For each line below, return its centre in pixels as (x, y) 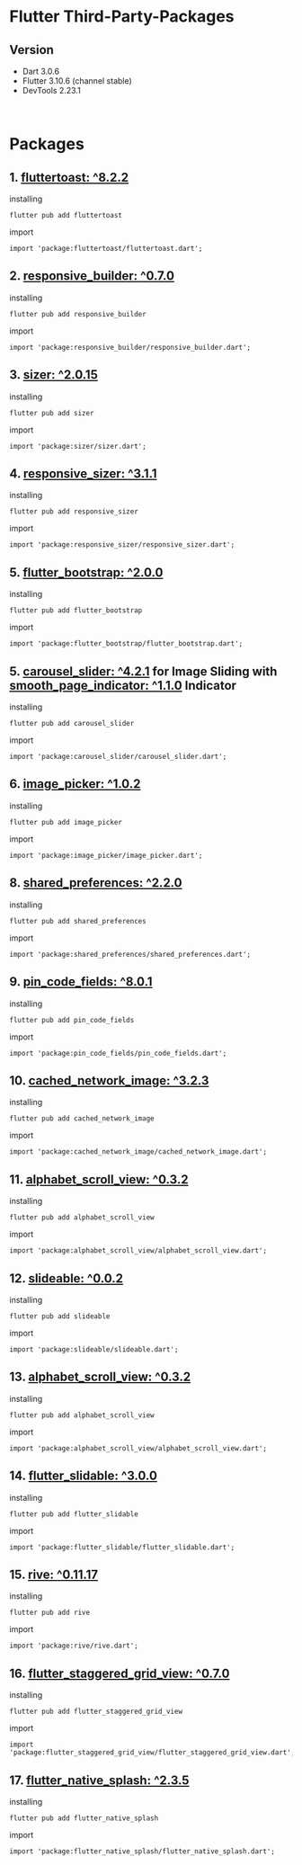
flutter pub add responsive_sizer (74, 512)
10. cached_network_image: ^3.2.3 (109, 1080)
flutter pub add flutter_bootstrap (76, 611)
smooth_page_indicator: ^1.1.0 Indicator (123, 685)
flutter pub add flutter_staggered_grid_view (96, 1712)
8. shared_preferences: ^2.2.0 (96, 883)
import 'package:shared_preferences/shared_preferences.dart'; (130, 954)
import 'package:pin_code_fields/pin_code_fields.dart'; (118, 1053)
